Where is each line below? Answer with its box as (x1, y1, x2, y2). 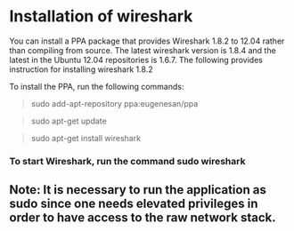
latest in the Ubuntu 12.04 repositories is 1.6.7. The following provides (9, 54, 263, 65)
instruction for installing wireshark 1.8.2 (9, 64, 153, 75)
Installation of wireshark (9, 6, 193, 27)
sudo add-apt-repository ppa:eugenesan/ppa (30, 98, 199, 108)
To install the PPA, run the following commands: (9, 81, 184, 92)
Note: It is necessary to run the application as (9, 182, 267, 197)
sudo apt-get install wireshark (30, 132, 141, 143)
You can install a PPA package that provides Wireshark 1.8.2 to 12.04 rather (9, 36, 285, 46)
